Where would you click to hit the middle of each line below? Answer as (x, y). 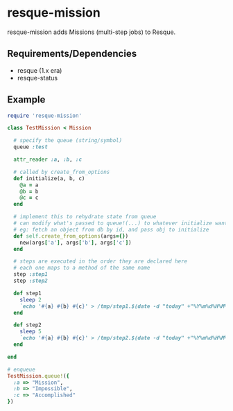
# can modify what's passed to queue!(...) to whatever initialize (113, 223)
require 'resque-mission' (44, 116)
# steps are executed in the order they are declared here (101, 261)
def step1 (27, 293)
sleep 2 (31, 299)
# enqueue (21, 369)
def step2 (27, 325)
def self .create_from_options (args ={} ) (71, 236)
